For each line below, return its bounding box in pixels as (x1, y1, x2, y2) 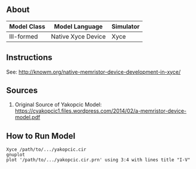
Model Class (9, 22, 46, 30)
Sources (6, 85, 38, 95)
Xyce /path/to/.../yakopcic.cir (6, 146, 86, 153)
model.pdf (14, 114, 41, 121)
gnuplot (6, 152, 26, 158)
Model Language (54, 22, 103, 30)
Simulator (111, 22, 140, 30)
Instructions (6, 53, 52, 63)
